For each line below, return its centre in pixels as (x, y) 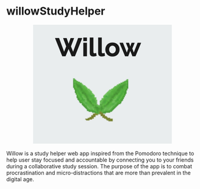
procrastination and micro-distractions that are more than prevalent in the (98, 173)
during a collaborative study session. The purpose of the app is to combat (99, 166)
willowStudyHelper (56, 11)
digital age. (20, 179)
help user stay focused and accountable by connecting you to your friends (100, 160)
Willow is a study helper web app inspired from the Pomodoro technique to (100, 153)
